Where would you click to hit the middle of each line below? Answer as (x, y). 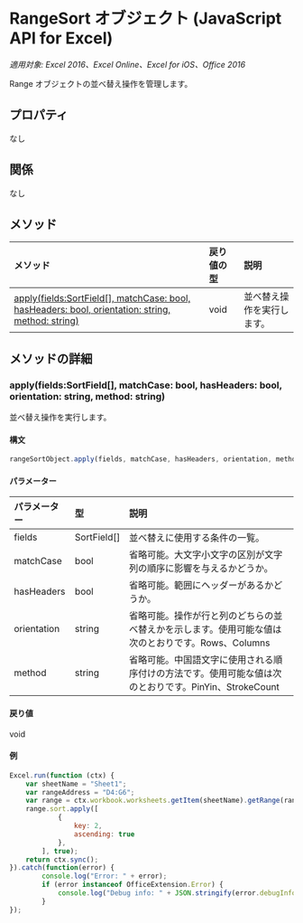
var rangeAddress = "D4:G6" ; (80, 792)
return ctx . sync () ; (62, 860)
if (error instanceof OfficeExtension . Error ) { (133, 885)
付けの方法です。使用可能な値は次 (210, 673)
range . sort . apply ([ (62, 809)
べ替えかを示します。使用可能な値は (206, 629)
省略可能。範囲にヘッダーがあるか (202, 586)
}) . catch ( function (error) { (62, 868)
